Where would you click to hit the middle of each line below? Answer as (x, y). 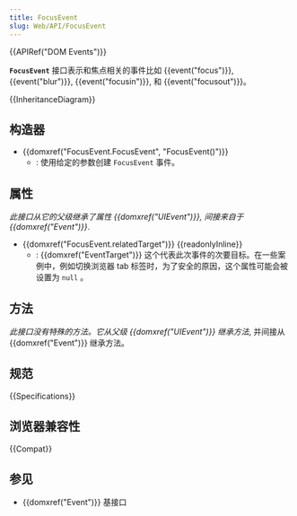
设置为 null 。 (62, 277)
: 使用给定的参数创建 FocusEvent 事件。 (108, 162)
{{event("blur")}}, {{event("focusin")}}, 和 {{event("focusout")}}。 (130, 81)
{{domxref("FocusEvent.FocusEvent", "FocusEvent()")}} (125, 152)
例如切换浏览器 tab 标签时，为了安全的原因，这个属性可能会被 (174, 267)
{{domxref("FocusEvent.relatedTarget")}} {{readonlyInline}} (132, 244)
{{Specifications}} (43, 396)
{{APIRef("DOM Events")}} (58, 51)
